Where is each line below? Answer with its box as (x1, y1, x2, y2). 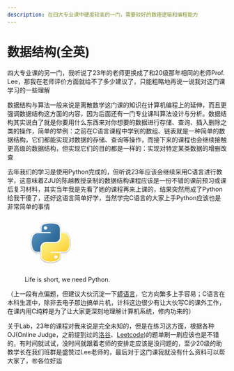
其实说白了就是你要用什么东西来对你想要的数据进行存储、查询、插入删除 (13, 118, 221, 126)
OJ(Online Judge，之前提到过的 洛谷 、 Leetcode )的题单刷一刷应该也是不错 (7, 330, 219, 338)
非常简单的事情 (7, 202, 50, 211)
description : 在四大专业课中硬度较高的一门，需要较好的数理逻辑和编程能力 (7, 11, 198, 18)
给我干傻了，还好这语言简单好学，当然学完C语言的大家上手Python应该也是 (7, 193, 221, 201)
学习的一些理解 (7, 85, 50, 94)
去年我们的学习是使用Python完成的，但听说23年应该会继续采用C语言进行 (7, 167, 217, 176)
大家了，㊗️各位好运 (7, 356, 63, 365)
